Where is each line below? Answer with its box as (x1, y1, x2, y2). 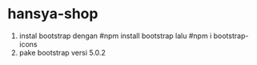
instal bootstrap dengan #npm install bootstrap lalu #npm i (18, 31, 212, 40)
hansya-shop (7, 5, 98, 23)
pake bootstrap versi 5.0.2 (18, 48, 106, 57)
